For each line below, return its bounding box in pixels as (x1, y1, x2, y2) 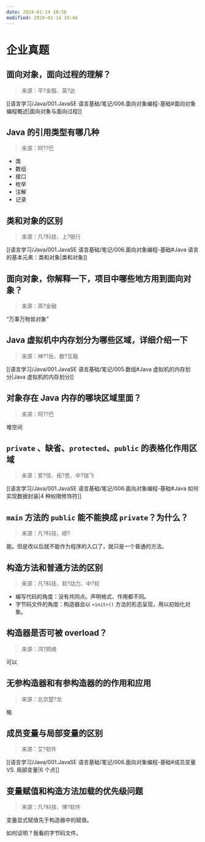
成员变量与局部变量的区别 (6, 728, 103, 739)
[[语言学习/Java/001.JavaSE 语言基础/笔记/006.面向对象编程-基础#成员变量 (6, 759, 196, 766)
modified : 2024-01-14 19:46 (6, 15, 78, 21)
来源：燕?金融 (21, 302, 57, 310)
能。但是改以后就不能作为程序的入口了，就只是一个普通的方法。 (6, 543, 167, 550)
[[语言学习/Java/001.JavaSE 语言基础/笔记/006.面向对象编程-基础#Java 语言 (6, 246, 199, 253)
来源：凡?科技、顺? (21, 530, 70, 537)
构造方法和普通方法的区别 (6, 562, 103, 573)
